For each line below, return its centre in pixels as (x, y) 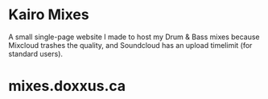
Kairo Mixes (49, 15)
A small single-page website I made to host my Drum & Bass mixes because (134, 37)
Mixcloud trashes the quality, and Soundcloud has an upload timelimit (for (130, 45)
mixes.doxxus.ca (67, 86)
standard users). (35, 53)
